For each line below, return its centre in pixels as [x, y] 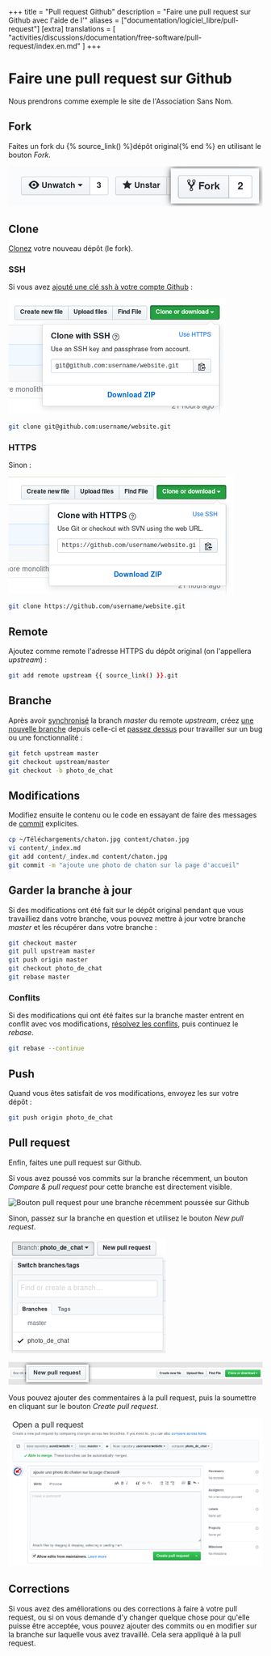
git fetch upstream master [54, 753]
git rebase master [39, 977]
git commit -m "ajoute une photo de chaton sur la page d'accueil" [124, 865]
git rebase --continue [46, 1049]
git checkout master [43, 943]
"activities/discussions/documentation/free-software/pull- [105, 37]
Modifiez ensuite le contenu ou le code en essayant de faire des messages [133, 815]
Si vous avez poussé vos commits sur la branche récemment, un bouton [128, 1178]
